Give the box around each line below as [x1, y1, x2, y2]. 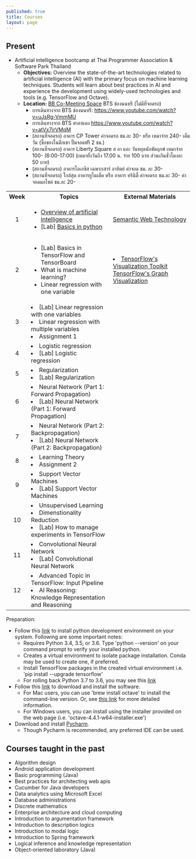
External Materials [124, 193, 176, 201]
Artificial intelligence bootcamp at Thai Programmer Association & [14, 57, 173, 64]
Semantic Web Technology [113, 215, 187, 224]
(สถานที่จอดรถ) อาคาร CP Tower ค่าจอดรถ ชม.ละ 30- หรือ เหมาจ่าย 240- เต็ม [32, 132, 190, 139]
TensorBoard [40, 259, 77, 267]
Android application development [14, 765, 94, 772]
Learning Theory [38, 453, 85, 461]
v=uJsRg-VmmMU [32, 114, 76, 121]
